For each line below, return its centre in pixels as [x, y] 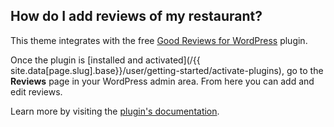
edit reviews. [36, 91]
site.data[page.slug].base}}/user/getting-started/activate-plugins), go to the [167, 70]
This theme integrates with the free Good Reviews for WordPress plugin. [159, 40]
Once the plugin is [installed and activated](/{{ [105, 60]
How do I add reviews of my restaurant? [136, 16]
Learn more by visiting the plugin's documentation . [115, 111]
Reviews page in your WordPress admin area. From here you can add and [162, 81]
